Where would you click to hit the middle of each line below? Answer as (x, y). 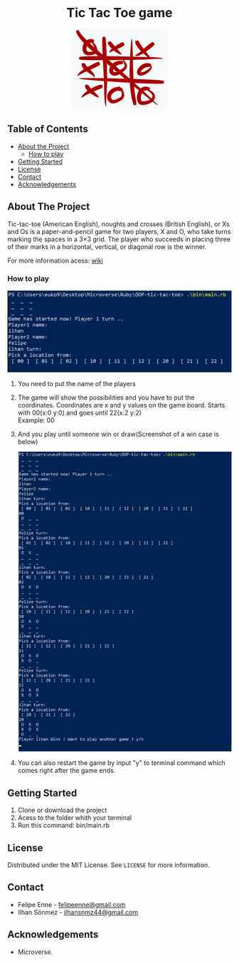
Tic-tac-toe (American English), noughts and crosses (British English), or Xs (118, 224)
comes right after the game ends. (67, 771)
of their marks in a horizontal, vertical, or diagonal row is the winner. (107, 246)
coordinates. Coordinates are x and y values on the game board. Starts (121, 405)
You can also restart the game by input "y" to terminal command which (121, 763)
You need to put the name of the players (77, 384)
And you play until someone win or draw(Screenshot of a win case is (118, 434)
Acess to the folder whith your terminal (75, 818)
